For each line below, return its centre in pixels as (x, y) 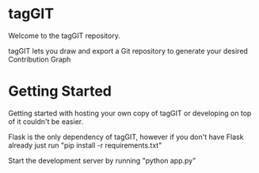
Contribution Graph (40, 59)
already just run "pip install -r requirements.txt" (85, 145)
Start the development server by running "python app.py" (102, 160)
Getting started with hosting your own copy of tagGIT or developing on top (130, 113)
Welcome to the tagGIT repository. (64, 36)
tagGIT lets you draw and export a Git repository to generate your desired (128, 51)
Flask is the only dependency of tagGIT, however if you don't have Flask (126, 137)
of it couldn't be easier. (46, 121)
